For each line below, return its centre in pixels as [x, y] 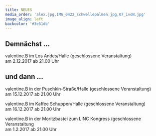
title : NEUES [19, 10]
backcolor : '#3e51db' [28, 24]
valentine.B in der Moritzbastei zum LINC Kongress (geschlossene [73, 119]
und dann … [24, 77]
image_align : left [24, 19]
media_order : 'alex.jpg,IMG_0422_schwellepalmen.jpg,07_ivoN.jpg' [76, 14]
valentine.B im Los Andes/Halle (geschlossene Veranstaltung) [69, 56]
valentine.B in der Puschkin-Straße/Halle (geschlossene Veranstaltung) [78, 89]
